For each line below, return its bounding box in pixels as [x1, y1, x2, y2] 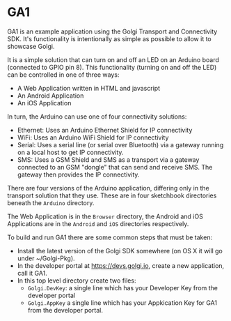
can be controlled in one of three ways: [7, 70, 120, 79]
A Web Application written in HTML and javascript [17, 84, 161, 92]
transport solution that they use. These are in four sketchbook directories [7, 191, 217, 200]
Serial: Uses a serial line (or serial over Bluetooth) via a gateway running [17, 140, 224, 149]
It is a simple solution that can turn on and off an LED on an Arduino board [7, 55, 219, 64]
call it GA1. [17, 269, 47, 277]
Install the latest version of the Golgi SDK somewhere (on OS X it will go [17, 246, 223, 255]
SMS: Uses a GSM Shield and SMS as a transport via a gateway [17, 155, 200, 164]
